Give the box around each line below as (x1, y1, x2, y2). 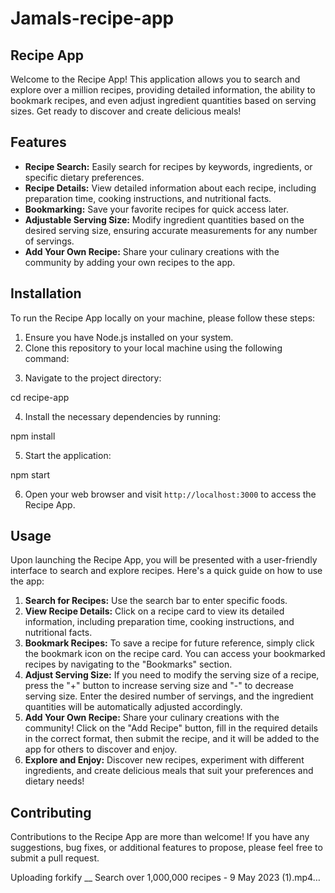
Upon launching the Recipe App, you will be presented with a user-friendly (10, 554, 318, 566)
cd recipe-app (10, 391, 70, 403)
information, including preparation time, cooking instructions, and (24, 616, 295, 628)
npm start (10, 468, 51, 481)
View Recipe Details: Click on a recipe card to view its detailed (24, 605, 285, 617)
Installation (10, 285, 82, 302)
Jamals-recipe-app (10, 7, 175, 30)
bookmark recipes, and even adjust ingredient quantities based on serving (10, 95, 317, 106)
